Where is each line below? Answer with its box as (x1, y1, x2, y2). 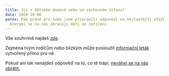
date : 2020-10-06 (5, 12, 42, 17)
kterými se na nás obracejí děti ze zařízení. (10, 21, 109, 27)
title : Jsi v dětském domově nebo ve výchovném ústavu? (5, 7, 125, 13)
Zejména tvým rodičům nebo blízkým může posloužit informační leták (5, 45, 149, 51)
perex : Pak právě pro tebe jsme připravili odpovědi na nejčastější (5, 17, 152, 22)
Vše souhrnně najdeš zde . (5, 35, 59, 41)
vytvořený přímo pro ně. (5, 50, 55, 56)
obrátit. (5, 65, 20, 71)
